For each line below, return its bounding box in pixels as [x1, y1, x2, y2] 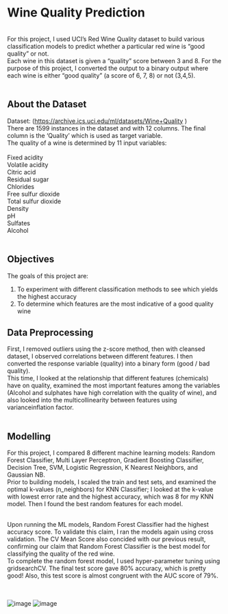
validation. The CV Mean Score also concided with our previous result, [7, 535, 206, 543]
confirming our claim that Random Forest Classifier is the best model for [7, 543, 210, 551]
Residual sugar [7, 175, 49, 183]
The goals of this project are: [7, 271, 89, 280]
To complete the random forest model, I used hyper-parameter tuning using [7, 557, 220, 565]
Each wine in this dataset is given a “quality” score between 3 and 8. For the [7, 56, 222, 65]
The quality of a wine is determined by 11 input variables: [7, 139, 167, 147]
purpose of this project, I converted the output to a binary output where [7, 64, 209, 72]
